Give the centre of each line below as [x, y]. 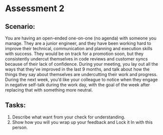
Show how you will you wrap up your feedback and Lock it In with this [82, 122]
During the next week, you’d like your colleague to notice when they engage [81, 79]
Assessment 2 [35, 9]
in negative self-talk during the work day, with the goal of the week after [78, 85]
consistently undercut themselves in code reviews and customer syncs [76, 59]
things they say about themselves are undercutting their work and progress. [81, 74]
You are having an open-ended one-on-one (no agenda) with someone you [81, 38]
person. [20, 127]
